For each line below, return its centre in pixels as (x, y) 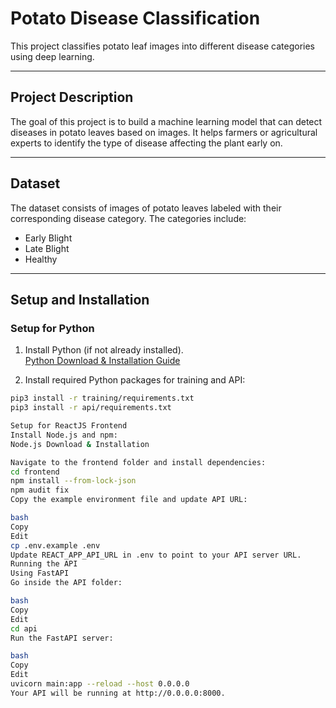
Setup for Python (52, 328)
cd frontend (35, 472)
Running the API (44, 564)
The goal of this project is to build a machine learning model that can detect (166, 121)
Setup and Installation (80, 299)
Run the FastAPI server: (62, 638)
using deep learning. (52, 56)
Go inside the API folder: (66, 583)
